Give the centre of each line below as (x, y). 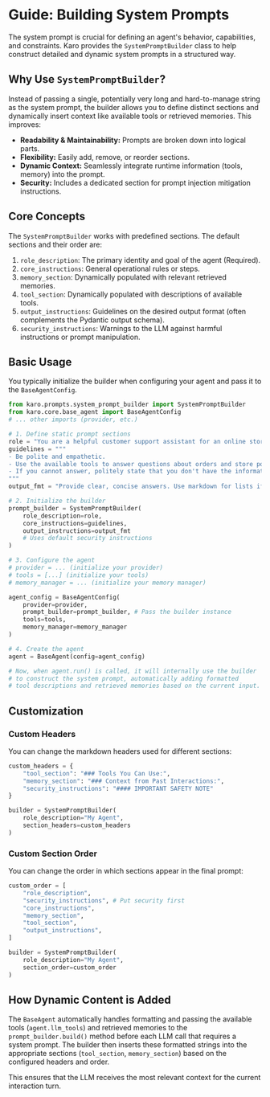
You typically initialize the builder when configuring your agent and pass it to (135, 381)
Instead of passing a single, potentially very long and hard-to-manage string (135, 99)
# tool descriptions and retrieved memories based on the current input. (135, 686)
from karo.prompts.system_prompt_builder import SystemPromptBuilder (127, 405)
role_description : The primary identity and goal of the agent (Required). (140, 260)
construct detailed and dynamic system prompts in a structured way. (122, 54)
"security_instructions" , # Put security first (104, 901)
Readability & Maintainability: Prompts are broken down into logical (133, 140)
